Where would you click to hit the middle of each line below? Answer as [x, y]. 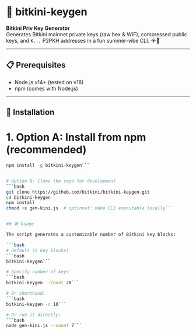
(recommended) [46, 150]
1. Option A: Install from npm [76, 137]
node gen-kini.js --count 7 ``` [44, 326]
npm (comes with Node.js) [46, 88]
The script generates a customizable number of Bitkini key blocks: [91, 235]
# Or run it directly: [34, 315]
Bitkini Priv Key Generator [38, 28]
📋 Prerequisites [36, 65]
